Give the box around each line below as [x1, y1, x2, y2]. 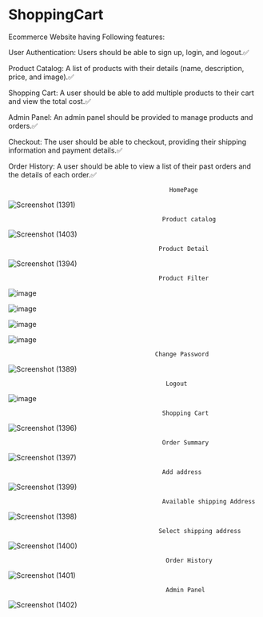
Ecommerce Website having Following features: [8, 32, 165, 42]
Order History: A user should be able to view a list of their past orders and [8, 161, 252, 171]
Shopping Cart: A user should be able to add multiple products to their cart [8, 88, 254, 98]
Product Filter [158, 274, 209, 282]
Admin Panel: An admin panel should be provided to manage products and [8, 112, 253, 121]
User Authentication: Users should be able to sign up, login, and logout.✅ [8, 47, 249, 57]
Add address [161, 468, 202, 476]
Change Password [154, 350, 209, 358]
